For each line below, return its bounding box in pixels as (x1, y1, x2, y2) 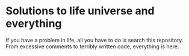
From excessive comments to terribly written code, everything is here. (5, 43, 179, 50)
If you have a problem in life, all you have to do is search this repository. (5, 36, 184, 43)
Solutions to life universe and (5, 4, 155, 18)
